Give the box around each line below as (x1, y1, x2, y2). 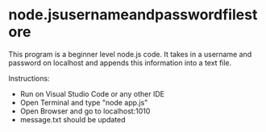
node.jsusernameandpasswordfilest (8, 6, 258, 24)
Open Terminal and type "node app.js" (19, 97, 148, 107)
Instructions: (8, 73, 50, 83)
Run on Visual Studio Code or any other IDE (19, 89, 165, 98)
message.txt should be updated (19, 114, 127, 124)
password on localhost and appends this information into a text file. (8, 58, 232, 68)
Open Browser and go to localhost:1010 (19, 106, 151, 116)
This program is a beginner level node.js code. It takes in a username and (8, 49, 252, 59)
